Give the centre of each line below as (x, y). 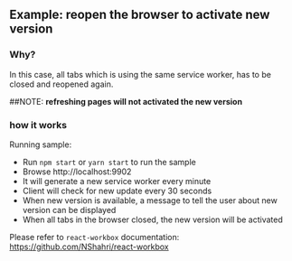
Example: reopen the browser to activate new (140, 15)
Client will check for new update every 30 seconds (117, 191)
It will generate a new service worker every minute (117, 181)
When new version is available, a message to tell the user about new (150, 200)
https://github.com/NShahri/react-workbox (89, 247)
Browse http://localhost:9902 (77, 172)
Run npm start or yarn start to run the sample (109, 162)
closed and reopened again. (61, 84)
